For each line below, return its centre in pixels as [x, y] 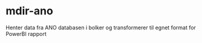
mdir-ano [30, 11]
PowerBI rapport [26, 33]
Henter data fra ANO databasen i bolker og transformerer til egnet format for [101, 27]
